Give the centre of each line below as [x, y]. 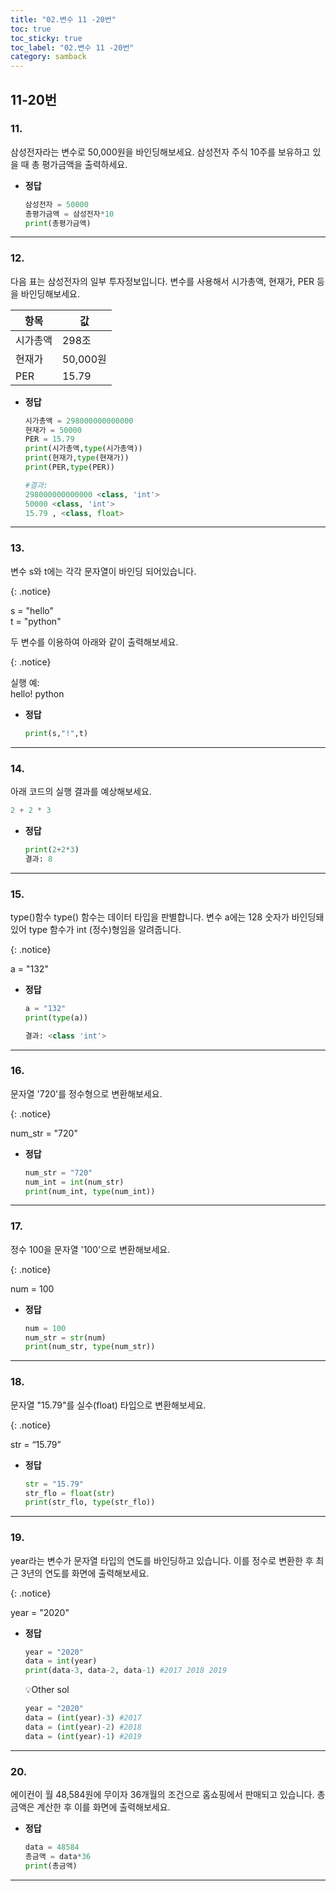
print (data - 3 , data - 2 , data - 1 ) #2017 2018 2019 [126, 1671]
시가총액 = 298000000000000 [79, 421]
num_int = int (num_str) [74, 1182]
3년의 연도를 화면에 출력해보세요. [85, 1573]
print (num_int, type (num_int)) [90, 1191]
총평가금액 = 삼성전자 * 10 [69, 214]
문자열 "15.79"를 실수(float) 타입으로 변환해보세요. [108, 1405]
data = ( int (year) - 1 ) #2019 [83, 1736]
